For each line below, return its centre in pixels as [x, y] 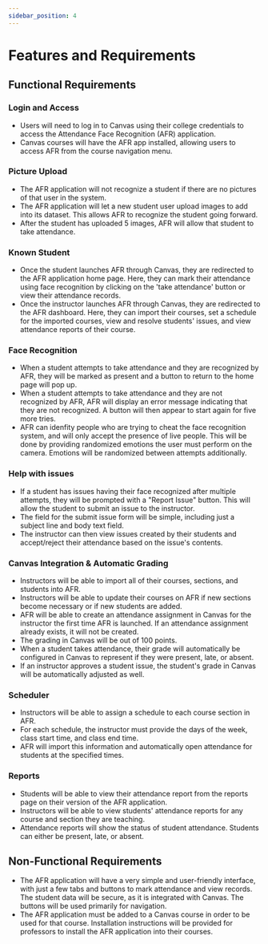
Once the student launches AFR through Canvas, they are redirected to [137, 270]
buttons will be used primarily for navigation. [93, 906]
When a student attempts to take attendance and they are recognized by [139, 368]
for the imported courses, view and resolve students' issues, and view [136, 321]
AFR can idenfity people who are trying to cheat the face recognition [133, 427]
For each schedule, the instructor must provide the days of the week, [134, 730]
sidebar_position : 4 [43, 16]
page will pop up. [48, 385]
